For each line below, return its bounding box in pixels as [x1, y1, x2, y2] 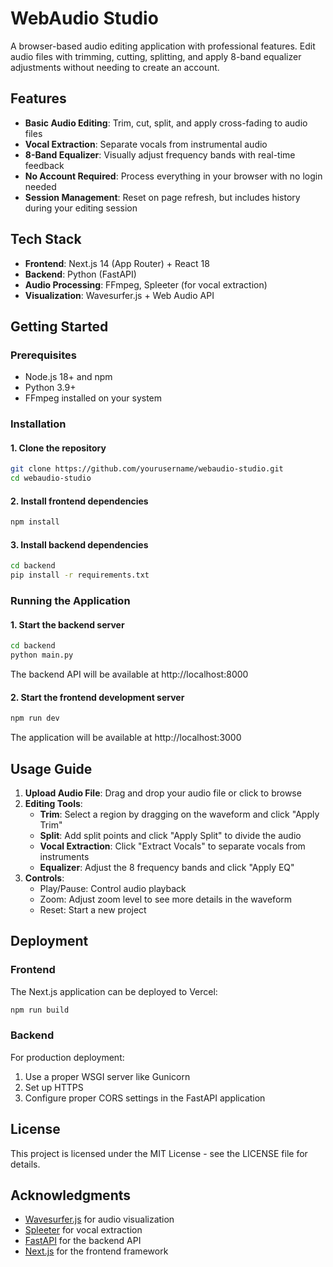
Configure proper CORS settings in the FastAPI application [24, 1092, 266, 1104]
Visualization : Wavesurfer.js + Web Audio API [24, 289, 215, 301]
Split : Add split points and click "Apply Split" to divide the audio [39, 829, 302, 841]
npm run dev [10, 713, 60, 724]
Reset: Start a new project [39, 903, 147, 916]
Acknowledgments [10, 1187, 132, 1204]
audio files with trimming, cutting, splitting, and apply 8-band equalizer [10, 50, 302, 62]
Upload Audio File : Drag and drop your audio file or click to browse [24, 787, 302, 799]
